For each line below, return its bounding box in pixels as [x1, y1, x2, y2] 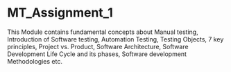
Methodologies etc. [7, 57, 62, 65]
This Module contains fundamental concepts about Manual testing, [7, 28, 199, 36]
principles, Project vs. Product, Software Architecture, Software [7, 42, 189, 51]
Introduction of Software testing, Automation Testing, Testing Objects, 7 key [7, 35, 224, 43]
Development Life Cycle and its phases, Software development [7, 50, 187, 58]
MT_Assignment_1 [7, 5, 113, 21]
